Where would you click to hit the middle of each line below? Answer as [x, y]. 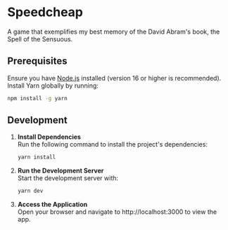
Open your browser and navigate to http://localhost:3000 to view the [117, 212]
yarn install [37, 157]
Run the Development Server [61, 171]
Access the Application [52, 205]
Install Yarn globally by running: [53, 86]
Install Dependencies [49, 137]
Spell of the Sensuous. [40, 39]
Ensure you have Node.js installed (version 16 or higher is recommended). [114, 78]
